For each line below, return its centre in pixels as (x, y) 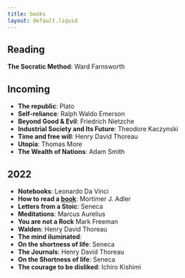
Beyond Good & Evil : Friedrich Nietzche (76, 121)
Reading (26, 50)
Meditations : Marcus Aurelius (61, 214)
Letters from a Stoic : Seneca (60, 206)
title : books (27, 14)
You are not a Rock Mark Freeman (68, 221)
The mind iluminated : (49, 237)
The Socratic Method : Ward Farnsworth (66, 67)
